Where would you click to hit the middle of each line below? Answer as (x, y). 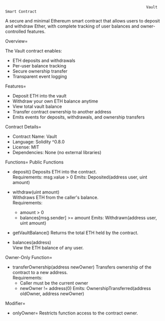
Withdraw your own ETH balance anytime (55, 101)
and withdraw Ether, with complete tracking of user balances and (72, 26)
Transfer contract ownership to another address (62, 112)
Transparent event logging (40, 76)
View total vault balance (37, 106)
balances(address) (32, 242)
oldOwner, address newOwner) (52, 293)
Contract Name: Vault (34, 136)
